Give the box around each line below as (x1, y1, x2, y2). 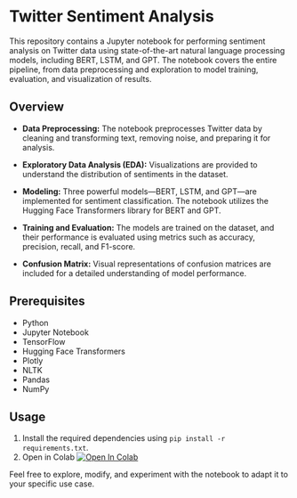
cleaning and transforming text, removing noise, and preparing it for (21, 132, 271, 143)
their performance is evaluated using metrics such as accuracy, (21, 232, 256, 242)
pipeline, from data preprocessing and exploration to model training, (9, 64, 259, 75)
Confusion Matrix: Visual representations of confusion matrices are (21, 258, 271, 269)
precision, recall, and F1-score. (21, 241, 136, 251)
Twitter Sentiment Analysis (9, 6, 215, 27)
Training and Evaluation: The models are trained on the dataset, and (21, 222, 275, 233)
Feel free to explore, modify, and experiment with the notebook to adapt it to (9, 469, 289, 480)
